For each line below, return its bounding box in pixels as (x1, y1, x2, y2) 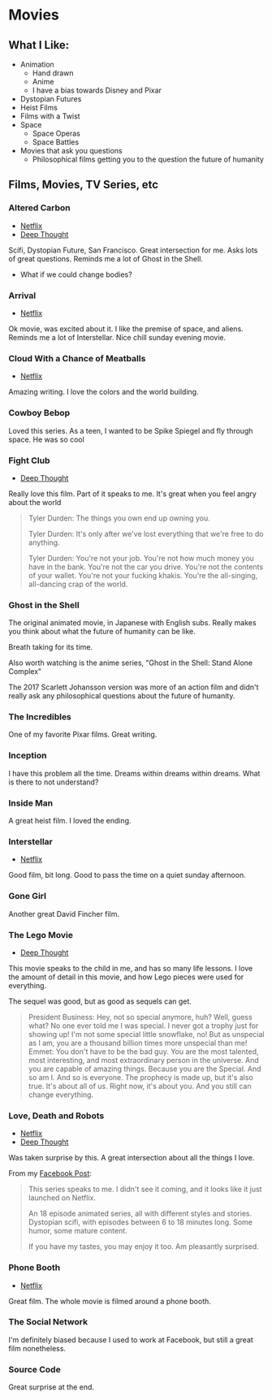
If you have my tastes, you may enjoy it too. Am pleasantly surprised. (28, 1242, 260, 1251)
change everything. (28, 1090, 94, 1100)
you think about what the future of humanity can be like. (8, 627, 196, 637)
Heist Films (19, 103, 58, 112)
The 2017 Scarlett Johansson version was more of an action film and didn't (8, 682, 259, 692)
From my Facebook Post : (8, 1169, 92, 1178)
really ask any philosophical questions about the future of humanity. (8, 691, 235, 701)
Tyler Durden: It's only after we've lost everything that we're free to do (28, 529, 264, 538)
